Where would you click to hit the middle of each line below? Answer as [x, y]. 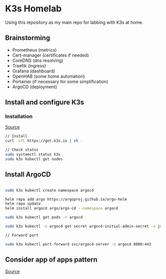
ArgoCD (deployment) [35, 87]
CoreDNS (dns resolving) [38, 60]
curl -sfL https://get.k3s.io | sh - [44, 141]
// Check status [22, 150]
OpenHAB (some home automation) [48, 76]
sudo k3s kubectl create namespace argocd [49, 190]
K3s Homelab [33, 9]
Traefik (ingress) [29, 65]
